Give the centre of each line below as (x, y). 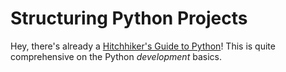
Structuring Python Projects (129, 18)
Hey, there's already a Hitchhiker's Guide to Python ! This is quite (143, 46)
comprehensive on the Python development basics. (116, 56)
